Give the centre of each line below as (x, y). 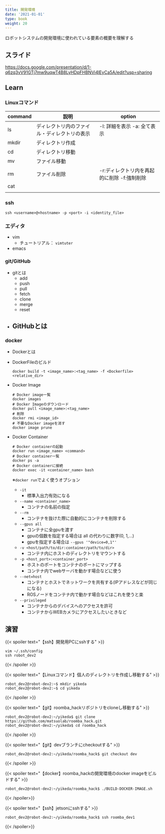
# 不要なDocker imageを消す (39, 423)
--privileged (33, 600)
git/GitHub (18, 261)
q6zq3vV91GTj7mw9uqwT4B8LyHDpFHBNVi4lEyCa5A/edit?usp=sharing (79, 72)
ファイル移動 (51, 161)
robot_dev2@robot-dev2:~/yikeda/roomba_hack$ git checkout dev (71, 754)
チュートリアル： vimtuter (46, 243)
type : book (16, 19)
